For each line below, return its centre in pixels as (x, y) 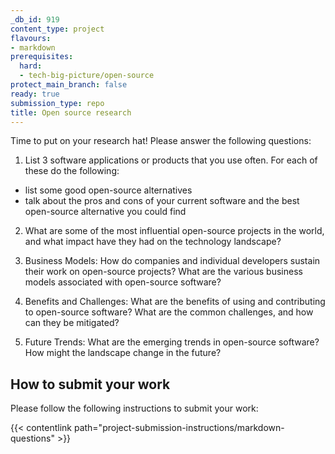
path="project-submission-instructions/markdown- (179, 428)
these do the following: (72, 171)
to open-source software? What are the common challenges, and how (169, 312)
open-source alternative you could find (105, 212)
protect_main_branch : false (69, 85)
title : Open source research (71, 112)
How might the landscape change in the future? (123, 353)
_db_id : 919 (35, 19)
